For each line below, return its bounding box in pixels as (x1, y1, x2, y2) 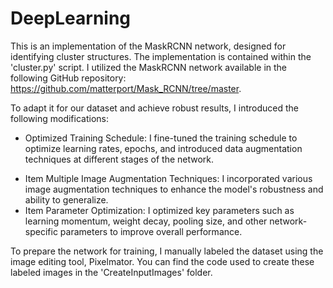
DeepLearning (10, 7, 132, 30)
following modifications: (10, 112, 109, 124)
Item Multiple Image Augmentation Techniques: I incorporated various (24, 172, 313, 184)
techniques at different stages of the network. (24, 153, 215, 165)
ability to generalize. (24, 193, 109, 206)
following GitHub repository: (10, 72, 127, 84)
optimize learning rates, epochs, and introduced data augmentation (24, 142, 303, 154)
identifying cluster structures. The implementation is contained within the (10, 50, 312, 62)
